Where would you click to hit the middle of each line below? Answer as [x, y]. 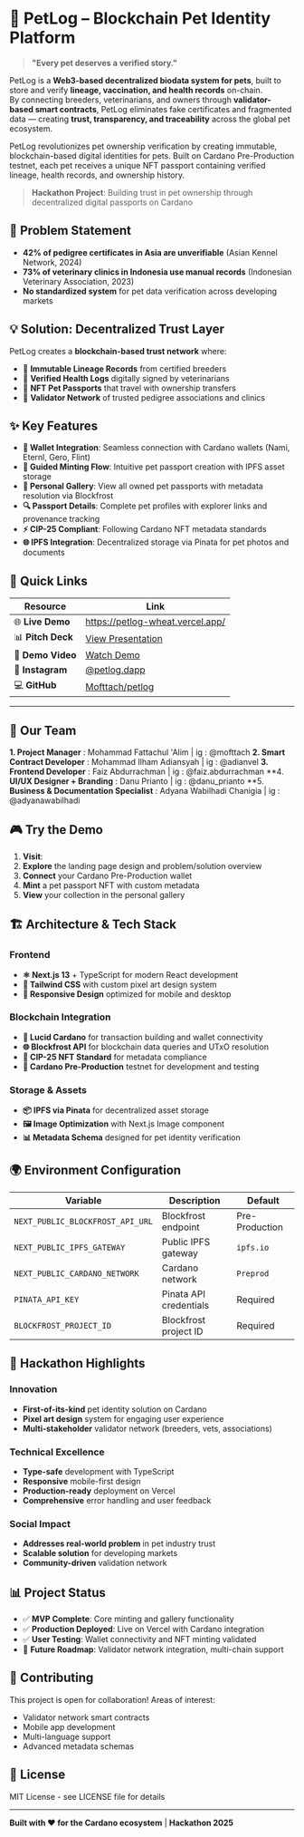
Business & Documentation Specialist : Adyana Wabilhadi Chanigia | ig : [145, 791]
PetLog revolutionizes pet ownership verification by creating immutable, [143, 146]
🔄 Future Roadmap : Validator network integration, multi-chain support [153, 1649]
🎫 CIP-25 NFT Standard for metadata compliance [114, 1057]
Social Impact [40, 1523]
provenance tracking [61, 519]
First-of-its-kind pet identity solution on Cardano [114, 1409]
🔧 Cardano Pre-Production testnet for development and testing [141, 1066]
